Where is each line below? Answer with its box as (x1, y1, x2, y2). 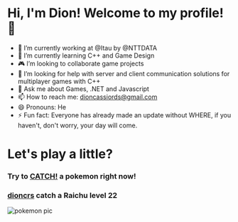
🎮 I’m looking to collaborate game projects (17, 59, 144, 68)
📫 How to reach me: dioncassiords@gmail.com (17, 92, 158, 101)
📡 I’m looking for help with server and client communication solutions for (17, 69, 230, 78)
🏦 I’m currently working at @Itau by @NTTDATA (17, 43, 158, 52)
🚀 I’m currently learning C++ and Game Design (17, 51, 155, 60)
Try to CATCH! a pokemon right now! (7, 171, 136, 181)
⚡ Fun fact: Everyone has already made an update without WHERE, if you (17, 110, 232, 119)
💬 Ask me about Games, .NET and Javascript (17, 84, 149, 93)
